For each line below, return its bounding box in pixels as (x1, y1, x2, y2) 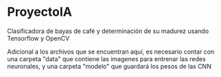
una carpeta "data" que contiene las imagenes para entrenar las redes (7, 54, 206, 63)
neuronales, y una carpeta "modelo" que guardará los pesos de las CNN (7, 62, 211, 70)
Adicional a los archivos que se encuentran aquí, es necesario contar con (7, 47, 215, 56)
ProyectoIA (7, 4, 72, 20)
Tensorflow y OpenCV (7, 34, 70, 42)
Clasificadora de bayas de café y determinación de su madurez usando (7, 27, 209, 35)
